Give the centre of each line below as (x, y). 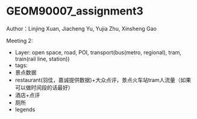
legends (25, 109)
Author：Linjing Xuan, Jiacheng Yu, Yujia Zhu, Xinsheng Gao (81, 28)
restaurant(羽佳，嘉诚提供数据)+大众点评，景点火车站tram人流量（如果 (103, 80)
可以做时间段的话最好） (44, 87)
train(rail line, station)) (42, 59)
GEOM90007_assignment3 (75, 11)
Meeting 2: (20, 40)
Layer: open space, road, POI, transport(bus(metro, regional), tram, (98, 52)
